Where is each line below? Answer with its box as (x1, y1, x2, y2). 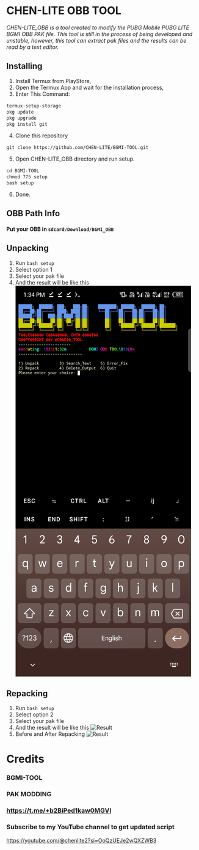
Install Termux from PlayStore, (15, 77, 92, 84)
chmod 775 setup (6, 173, 48, 180)
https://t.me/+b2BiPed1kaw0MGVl (6, 807, 112, 815)
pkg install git (6, 121, 48, 127)
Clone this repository (15, 132, 68, 139)
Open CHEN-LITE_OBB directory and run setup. (15, 155, 136, 162)
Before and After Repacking (15, 730, 85, 738)
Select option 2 (15, 711, 54, 718)
